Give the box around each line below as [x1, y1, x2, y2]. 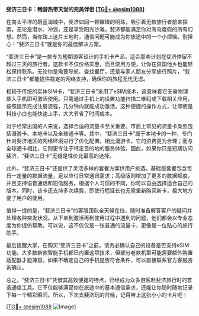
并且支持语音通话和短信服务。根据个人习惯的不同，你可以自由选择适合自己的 [6, 180, 193, 186]
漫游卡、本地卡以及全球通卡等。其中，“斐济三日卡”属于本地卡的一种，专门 [11, 130, 192, 137]
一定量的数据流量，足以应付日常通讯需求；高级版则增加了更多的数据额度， [11, 172, 193, 179]
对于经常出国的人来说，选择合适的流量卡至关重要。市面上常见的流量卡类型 [6, 122, 188, 130]
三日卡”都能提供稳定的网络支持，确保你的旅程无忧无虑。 [11, 75, 149, 82]
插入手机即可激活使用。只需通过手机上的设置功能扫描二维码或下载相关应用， [6, 95, 193, 102]
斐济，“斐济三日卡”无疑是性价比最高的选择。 [6, 152, 115, 159]
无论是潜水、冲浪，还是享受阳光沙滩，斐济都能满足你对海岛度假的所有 [16, 26, 188, 33]
